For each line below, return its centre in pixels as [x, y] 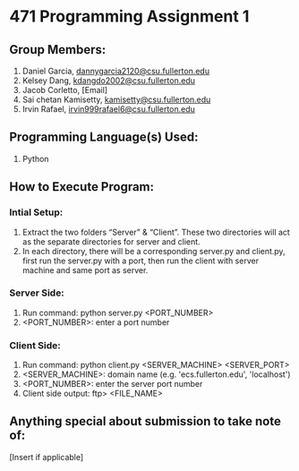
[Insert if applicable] [47, 457]
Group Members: [58, 50]
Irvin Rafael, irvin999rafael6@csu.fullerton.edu [108, 109]
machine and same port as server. [85, 270]
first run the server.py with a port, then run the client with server [141, 261]
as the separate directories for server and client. [111, 241]
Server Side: [37, 293]
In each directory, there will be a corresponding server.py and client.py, [154, 251]
